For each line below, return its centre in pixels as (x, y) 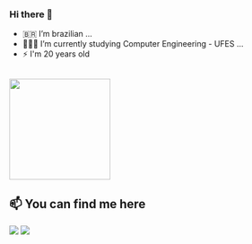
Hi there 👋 (31, 14)
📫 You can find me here (78, 204)
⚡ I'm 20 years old (56, 54)
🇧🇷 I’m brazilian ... (57, 34)
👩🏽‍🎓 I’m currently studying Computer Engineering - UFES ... (133, 44)
